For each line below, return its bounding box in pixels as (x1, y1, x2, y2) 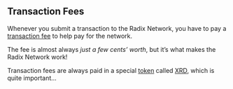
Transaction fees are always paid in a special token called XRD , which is (7, 66, 215, 74)
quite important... (7, 74, 57, 82)
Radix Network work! (7, 53, 68, 61)
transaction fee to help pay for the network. (7, 32, 133, 40)
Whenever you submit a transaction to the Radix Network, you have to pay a (7, 24, 227, 32)
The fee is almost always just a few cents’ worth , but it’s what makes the (7, 45, 216, 53)
